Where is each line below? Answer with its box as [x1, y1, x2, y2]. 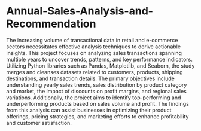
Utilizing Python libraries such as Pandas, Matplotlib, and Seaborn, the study [6, 62, 195, 69]
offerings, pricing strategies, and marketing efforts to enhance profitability [6, 112, 189, 120]
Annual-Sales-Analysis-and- [6, 4, 154, 18]
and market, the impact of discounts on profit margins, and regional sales [6, 87, 187, 95]
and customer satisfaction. [6, 119, 72, 126]
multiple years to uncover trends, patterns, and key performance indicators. [6, 56, 193, 63]
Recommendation [6, 17, 96, 31]
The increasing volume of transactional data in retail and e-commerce [6, 36, 178, 44]
